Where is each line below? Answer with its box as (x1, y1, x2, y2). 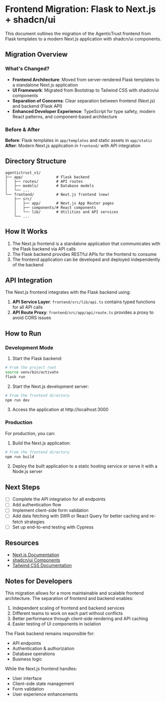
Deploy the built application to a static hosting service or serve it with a (12, 463, 158, 469)
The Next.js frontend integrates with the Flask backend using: (5, 289, 131, 295)
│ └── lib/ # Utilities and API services (14, 209, 119, 215)
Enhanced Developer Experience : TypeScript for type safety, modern (12, 108, 156, 114)
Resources (5, 539, 39, 547)
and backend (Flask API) (12, 103, 63, 109)
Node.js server (12, 468, 43, 474)
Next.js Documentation (12, 552, 59, 558)
